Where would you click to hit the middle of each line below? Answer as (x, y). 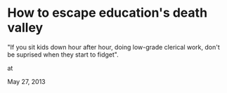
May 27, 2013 (26, 81)
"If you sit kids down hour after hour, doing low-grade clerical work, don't (113, 47)
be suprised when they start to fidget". (63, 55)
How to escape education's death (108, 13)
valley (25, 28)
